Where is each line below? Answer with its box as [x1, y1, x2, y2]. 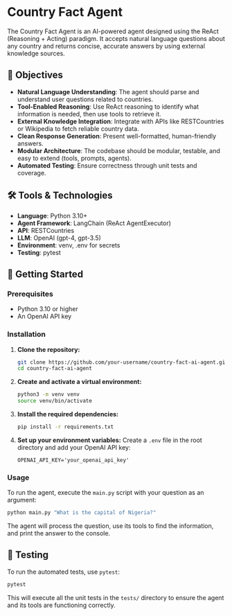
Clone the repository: [17, 345, 80, 353]
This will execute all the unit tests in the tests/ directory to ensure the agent [7, 593, 224, 601]
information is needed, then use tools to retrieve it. [17, 109, 161, 118]
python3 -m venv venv [17, 391, 80, 398]
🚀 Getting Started [7, 268, 84, 280]
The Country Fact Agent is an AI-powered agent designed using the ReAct [7, 27, 220, 35]
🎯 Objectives [7, 69, 64, 81]
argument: [7, 496, 37, 504]
